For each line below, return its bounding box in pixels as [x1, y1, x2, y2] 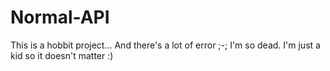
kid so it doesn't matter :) [10, 49, 114, 61]
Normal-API [10, 6, 110, 29]
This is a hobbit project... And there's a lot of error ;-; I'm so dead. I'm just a [10, 39, 321, 51]
